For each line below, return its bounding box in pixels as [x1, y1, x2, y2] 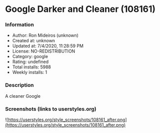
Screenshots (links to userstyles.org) [5, 105, 97, 112]
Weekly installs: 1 [12, 69, 47, 75]
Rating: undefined [12, 59, 49, 65]
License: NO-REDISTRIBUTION [12, 48, 76, 54]
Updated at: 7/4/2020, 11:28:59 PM [12, 43, 84, 49]
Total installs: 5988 [12, 64, 51, 70]
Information [5, 21, 34, 28]
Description [5, 82, 34, 89]
